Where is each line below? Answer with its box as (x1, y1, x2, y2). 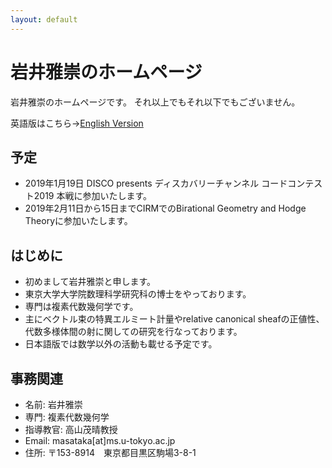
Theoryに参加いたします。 (24, 215, 133, 227)
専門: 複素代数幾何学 (24, 411, 110, 423)
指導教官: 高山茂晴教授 (24, 424, 118, 435)
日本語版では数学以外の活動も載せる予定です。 (24, 338, 218, 350)
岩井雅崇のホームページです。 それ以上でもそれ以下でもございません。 (10, 96, 301, 108)
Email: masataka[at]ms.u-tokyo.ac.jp (24, 435, 176, 446)
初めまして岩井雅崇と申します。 (24, 276, 156, 288)
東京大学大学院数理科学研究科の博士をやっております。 (24, 288, 252, 300)
